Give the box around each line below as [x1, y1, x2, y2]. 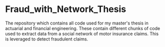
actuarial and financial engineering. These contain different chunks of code [5, 25, 160, 31]
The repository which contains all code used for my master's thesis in [5, 20, 148, 26]
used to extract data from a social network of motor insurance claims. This [5, 30, 159, 36]
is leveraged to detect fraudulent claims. [5, 36, 88, 42]
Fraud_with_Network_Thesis [5, 3, 126, 15]
